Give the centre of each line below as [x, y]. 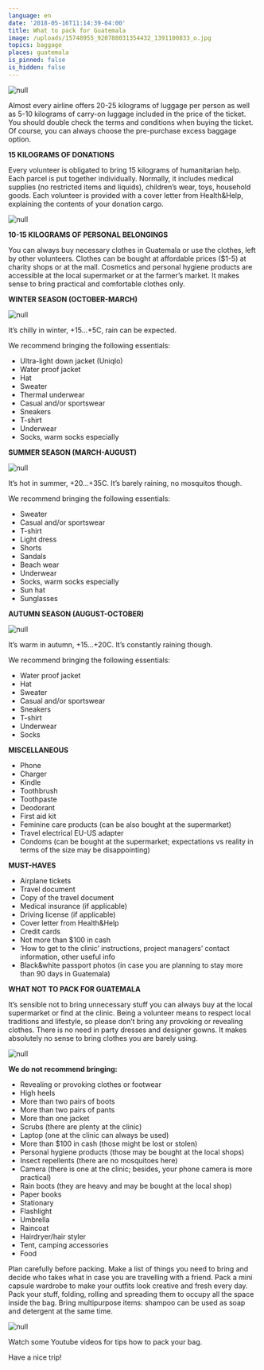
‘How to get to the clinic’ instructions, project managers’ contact [125, 948]
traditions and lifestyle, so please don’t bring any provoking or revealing [126, 1021]
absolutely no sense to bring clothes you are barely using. [103, 1038]
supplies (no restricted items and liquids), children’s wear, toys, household [130, 187]
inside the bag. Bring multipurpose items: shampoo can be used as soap [127, 1302]
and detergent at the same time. [60, 1311]
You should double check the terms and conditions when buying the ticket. [131, 122]
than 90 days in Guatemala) [65, 973]
